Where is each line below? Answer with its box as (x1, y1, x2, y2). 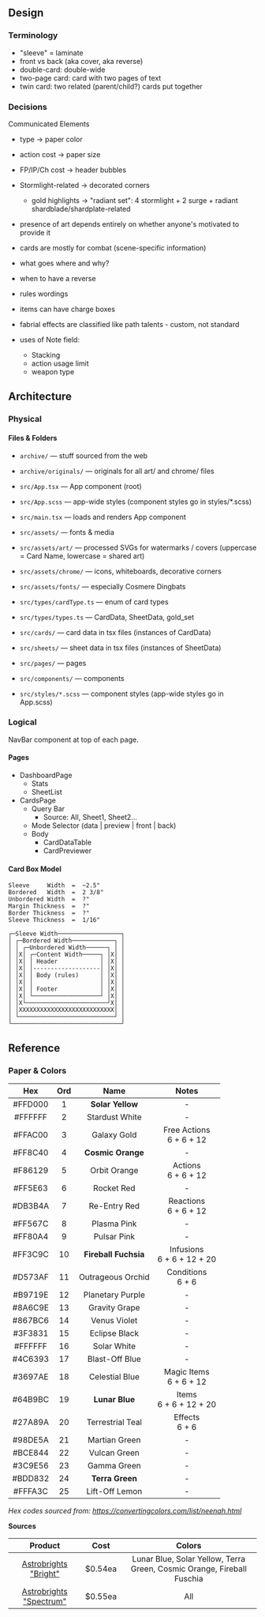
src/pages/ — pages (19, 658, 87, 667)
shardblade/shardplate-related (31, 204, 131, 213)
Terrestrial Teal (86, 1416, 142, 1427)
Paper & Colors (8, 1065, 67, 1076)
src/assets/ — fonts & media (19, 527, 114, 536)
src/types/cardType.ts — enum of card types (19, 596, 169, 607)
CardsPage (19, 795, 57, 805)
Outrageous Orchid (78, 1271, 150, 1282)
